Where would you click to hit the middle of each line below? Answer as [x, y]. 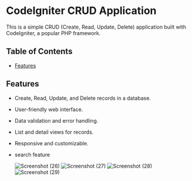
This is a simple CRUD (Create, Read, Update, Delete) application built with [96, 27]
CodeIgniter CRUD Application [81, 11]
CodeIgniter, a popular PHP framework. [53, 33]
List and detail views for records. [54, 132]
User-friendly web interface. [49, 109]
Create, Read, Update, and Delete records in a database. [83, 98]
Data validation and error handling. [56, 120]
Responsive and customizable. [52, 143]
